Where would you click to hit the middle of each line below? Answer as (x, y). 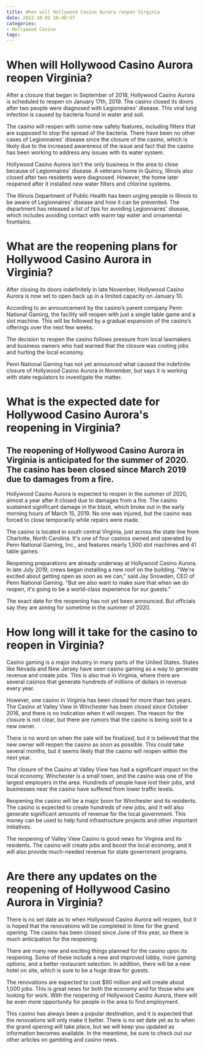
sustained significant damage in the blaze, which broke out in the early (95, 507)
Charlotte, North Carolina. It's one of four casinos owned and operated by (99, 538)
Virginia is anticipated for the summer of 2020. (97, 460)
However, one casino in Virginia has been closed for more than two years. (99, 700)
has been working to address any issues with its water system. (85, 152)
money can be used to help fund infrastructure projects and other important (102, 820)
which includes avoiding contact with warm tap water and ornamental (94, 216)
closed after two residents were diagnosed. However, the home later (92, 178)
